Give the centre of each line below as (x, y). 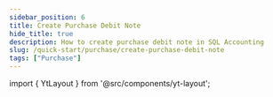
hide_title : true (41, 34)
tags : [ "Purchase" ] (45, 58)
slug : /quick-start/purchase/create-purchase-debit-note (117, 50)
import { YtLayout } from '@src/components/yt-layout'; (110, 83)
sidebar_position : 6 (48, 17)
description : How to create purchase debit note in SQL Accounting (137, 42)
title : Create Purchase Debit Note (75, 26)
